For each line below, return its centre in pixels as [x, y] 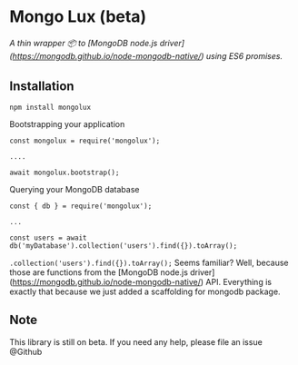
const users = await [49, 238]
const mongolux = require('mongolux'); [85, 141]
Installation [42, 87]
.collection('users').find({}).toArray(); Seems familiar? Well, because [149, 262]
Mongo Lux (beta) [78, 17]
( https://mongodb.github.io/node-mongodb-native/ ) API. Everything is [141, 281]
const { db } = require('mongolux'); [81, 206]
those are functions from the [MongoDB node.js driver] [112, 272]
